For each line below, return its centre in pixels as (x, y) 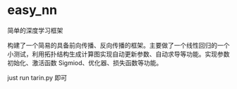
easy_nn (32, 10)
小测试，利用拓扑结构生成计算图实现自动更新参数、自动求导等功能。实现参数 (119, 54)
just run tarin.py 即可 (37, 77)
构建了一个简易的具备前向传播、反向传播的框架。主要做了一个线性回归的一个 (119, 45)
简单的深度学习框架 (35, 30)
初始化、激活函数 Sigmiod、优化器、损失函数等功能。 (85, 62)
